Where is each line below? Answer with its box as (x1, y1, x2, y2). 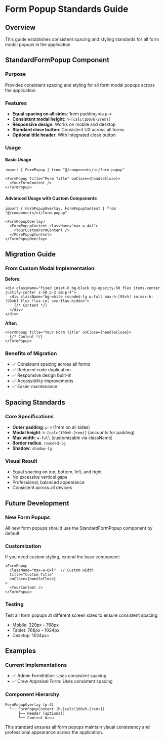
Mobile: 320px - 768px (12, 622, 59, 628)
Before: (5, 276, 21, 282)
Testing (5, 601, 24, 608)
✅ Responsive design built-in (12, 372, 72, 378)
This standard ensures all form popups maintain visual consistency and (5, 724, 150, 730)
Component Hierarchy (5, 691, 60, 698)
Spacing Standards (5, 398, 66, 406)
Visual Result (5, 457, 38, 464)
